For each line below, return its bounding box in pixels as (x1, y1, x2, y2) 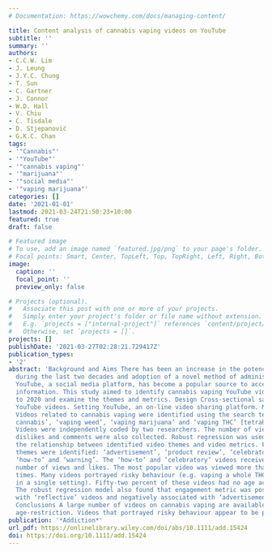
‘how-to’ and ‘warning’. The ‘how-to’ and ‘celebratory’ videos (15, 455, 237, 464)
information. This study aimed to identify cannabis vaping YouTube (15, 388, 252, 396)
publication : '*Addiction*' (8, 516, 104, 524)
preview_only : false (15, 282, 85, 291)
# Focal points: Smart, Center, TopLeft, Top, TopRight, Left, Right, (8, 252, 252, 261)
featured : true (8, 215, 60, 223)
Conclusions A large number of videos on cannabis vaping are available (15, 501, 266, 510)
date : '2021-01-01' (8, 200, 74, 208)
